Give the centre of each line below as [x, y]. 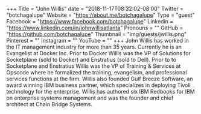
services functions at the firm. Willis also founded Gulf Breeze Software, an [100, 79]
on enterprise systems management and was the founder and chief [90, 98]
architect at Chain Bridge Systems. [49, 104]
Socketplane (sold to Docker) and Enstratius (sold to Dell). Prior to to [91, 60]
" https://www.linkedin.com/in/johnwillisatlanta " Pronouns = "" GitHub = [95, 28]
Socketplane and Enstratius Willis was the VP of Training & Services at [94, 66]
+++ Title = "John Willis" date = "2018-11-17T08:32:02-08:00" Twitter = [95, 9]
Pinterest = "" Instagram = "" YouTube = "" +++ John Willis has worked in [97, 40]
